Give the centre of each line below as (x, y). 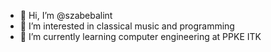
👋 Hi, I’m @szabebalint (66, 15)
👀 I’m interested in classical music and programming (127, 26)
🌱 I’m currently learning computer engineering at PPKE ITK (140, 36)
